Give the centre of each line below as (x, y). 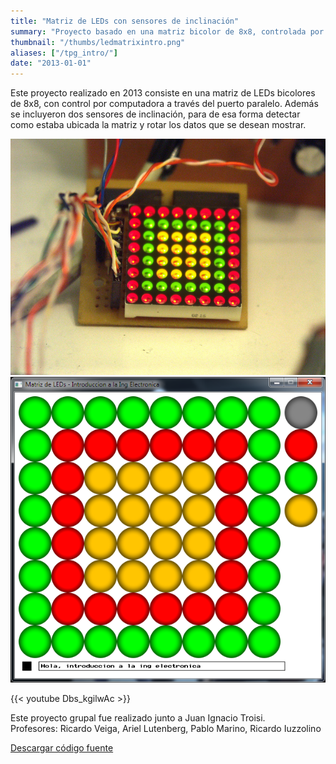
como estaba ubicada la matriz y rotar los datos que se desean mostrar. (158, 125)
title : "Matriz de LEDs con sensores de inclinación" (125, 21)
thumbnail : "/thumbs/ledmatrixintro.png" (98, 42)
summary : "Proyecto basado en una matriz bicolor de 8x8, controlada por (167, 31)
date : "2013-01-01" (51, 63)
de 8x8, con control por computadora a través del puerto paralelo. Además (164, 104)
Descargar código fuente (62, 748)
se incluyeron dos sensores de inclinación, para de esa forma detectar (155, 114)
